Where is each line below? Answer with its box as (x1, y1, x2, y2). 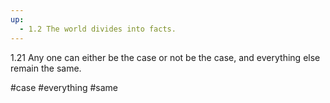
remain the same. (10, 62, 82, 74)
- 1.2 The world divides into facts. (19, 24, 177, 34)
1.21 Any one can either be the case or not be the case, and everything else (10, 51, 321, 63)
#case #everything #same (10, 81, 119, 93)
